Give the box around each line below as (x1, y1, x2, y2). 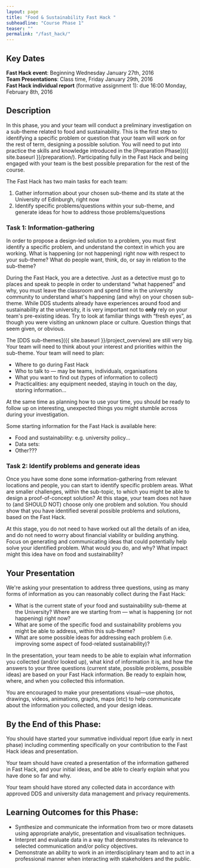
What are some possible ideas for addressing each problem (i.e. (14, 634, 173, 641)
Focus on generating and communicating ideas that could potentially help (6, 538, 187, 545)
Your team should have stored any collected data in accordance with (6, 783, 175, 791)
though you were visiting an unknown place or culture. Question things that (6, 319, 191, 326)
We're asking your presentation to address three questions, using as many (6, 584, 189, 591)
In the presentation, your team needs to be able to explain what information (6, 652, 191, 659)
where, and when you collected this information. (6, 677, 125, 685)
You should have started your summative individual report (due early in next (6, 735, 193, 742)
